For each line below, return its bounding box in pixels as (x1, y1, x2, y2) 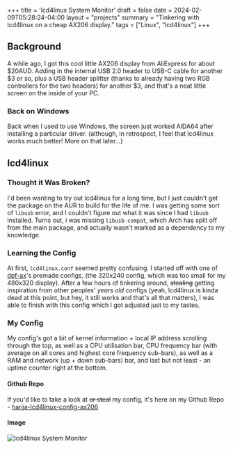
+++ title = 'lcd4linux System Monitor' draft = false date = (7, 6, 172, 14)
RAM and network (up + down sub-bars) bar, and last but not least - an (7, 356, 211, 365)
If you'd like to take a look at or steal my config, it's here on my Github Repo (7, 395, 225, 403)
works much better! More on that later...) (7, 137, 123, 145)
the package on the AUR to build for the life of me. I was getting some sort (7, 201, 220, 210)
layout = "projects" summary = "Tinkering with (65, 13, 200, 22)
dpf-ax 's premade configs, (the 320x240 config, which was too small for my (7, 271, 226, 280)
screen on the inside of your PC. (7, 88, 99, 97)
